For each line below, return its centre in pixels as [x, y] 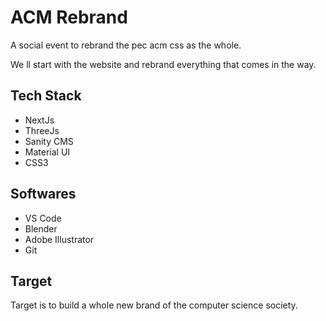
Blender [41, 228]
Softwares [43, 194]
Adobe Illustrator [59, 239]
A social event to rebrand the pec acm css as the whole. [126, 45]
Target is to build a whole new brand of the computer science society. [154, 305]
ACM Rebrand [69, 17]
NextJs [39, 120]
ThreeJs [42, 130]
